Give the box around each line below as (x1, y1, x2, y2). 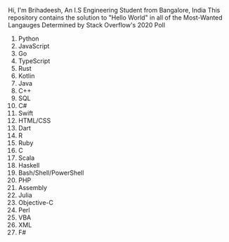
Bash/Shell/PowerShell (18, 168, 84, 177)
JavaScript (18, 42, 50, 50)
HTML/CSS (18, 116, 51, 125)
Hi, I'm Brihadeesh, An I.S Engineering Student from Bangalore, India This (8, 6, 221, 14)
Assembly (18, 184, 48, 191)
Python (18, 34, 39, 43)
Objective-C (18, 199, 54, 206)
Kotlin (18, 72, 35, 80)
